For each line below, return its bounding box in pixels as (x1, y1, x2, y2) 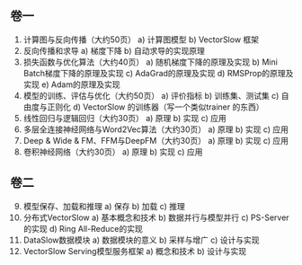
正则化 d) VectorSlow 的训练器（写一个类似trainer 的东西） (47, 102, 264, 112)
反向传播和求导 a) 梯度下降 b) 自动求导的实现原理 (22, 45, 206, 56)
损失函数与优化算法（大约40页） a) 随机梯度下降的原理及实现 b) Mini (22, 57, 278, 67)
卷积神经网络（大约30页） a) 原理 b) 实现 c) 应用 (22, 146, 203, 157)
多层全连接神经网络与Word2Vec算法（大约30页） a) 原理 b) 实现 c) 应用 (22, 124, 289, 135)
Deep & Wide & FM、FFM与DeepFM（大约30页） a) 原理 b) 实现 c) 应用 (22, 135, 289, 146)
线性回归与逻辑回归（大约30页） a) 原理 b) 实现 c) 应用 (22, 112, 227, 123)
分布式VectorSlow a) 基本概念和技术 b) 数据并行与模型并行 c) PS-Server (22, 212, 290, 223)
